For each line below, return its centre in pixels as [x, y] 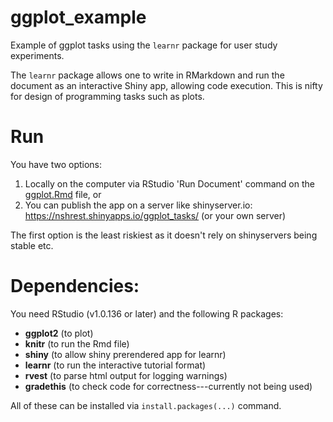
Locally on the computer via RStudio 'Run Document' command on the [169, 183]
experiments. [37, 55]
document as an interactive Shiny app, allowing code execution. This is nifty [166, 85]
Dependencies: [75, 286]
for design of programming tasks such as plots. [107, 96]
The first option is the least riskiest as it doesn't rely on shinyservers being [164, 235]
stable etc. [32, 245]
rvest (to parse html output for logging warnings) [126, 375]
